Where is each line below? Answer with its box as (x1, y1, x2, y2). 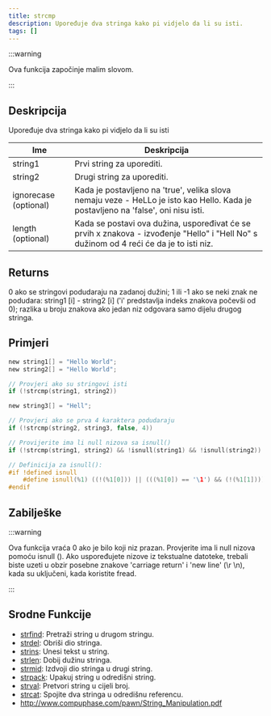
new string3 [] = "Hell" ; (8, 402, 92, 410)
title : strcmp (8, 11, 56, 20)
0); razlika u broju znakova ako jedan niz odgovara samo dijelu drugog (8, 304, 242, 314)
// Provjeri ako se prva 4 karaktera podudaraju (8, 417, 175, 425)
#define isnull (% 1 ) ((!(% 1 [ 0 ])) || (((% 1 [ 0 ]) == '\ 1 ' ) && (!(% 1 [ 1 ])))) (23, 476, 269, 484)
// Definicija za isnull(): (8, 460, 103, 469)
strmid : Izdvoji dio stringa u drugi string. (19, 663, 153, 673)
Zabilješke (8, 506, 62, 519)
